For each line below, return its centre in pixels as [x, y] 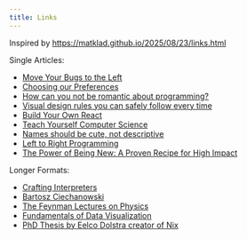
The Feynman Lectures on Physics [85, 206]
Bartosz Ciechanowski [63, 196]
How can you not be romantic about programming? [116, 96]
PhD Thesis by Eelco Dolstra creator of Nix [100, 225]
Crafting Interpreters [60, 187]
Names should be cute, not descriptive [93, 133]
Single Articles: [37, 60]
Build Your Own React [62, 115]
